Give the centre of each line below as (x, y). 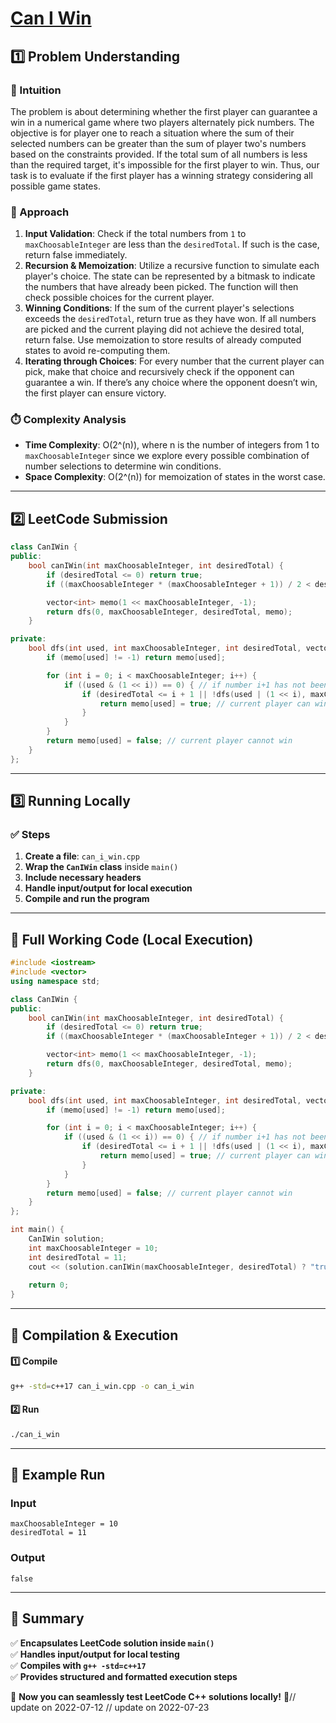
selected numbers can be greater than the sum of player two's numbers (158, 143)
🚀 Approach (40, 212)
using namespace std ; (55, 981)
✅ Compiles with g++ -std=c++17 (78, 1665)
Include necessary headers (83, 878)
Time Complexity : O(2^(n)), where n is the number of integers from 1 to (172, 445)
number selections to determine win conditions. (123, 466)
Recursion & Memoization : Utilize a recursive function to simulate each (172, 266)
